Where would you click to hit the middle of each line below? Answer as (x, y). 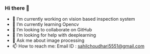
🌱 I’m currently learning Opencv (46, 24)
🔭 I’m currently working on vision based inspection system (74, 19)
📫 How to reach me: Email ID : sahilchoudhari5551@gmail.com (78, 46)
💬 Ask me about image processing (48, 40)
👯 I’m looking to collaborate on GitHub (52, 30)
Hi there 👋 (17, 8)
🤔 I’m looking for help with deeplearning (54, 35)
